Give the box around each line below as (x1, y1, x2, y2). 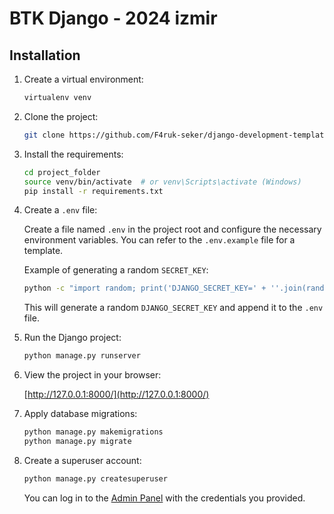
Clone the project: (23, 110, 99, 122)
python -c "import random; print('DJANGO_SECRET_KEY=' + (23, 283, 267, 294)
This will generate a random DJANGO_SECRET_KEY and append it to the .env (23, 302, 324, 314)
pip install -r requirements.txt (23, 186, 164, 196)
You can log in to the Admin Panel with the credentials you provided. (23, 492, 306, 504)
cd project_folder (23, 167, 101, 177)
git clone (23, 130, 66, 140)
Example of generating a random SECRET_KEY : (23, 264, 209, 276)
